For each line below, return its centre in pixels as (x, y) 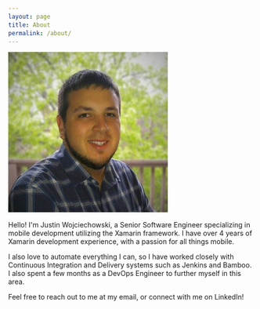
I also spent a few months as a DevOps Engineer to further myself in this (125, 274)
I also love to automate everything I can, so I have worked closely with (121, 257)
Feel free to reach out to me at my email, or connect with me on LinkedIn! (126, 297)
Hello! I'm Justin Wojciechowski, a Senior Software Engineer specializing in (129, 225)
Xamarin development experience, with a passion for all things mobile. (121, 242)
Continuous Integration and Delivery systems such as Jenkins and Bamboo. (130, 265)
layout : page (29, 16)
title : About (29, 25)
